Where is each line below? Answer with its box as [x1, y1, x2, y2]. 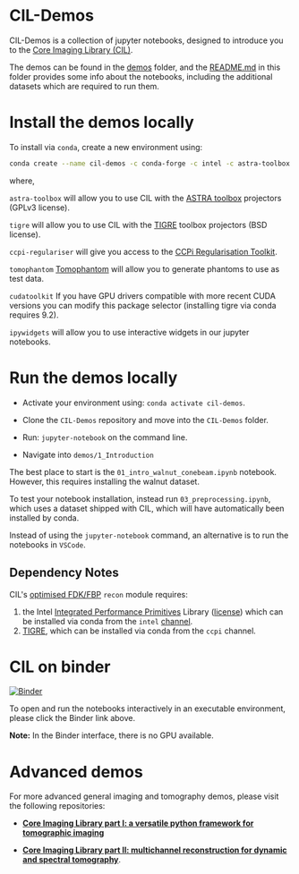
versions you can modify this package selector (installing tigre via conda [9, 300, 277, 310]
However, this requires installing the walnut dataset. [9, 476, 200, 487]
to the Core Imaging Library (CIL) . [9, 44, 133, 55]
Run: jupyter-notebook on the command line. [21, 431, 188, 443]
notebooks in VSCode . [9, 539, 87, 550]
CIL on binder [9, 657, 111, 676]
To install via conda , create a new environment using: [9, 141, 203, 152]
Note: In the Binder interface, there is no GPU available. [9, 730, 214, 741]
